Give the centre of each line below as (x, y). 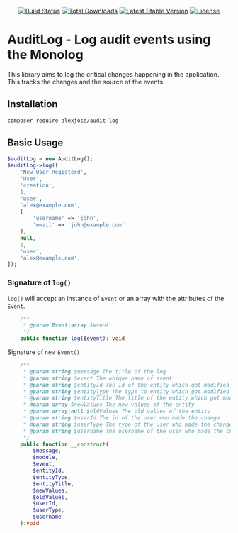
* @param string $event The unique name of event (98, 378)
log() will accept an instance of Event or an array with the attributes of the (116, 298)
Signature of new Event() (44, 352)
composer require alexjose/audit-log (63, 121)
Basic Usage (35, 143)
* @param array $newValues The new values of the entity (109, 405)
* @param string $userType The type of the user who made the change (128, 424)
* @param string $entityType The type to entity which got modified (126, 391)
